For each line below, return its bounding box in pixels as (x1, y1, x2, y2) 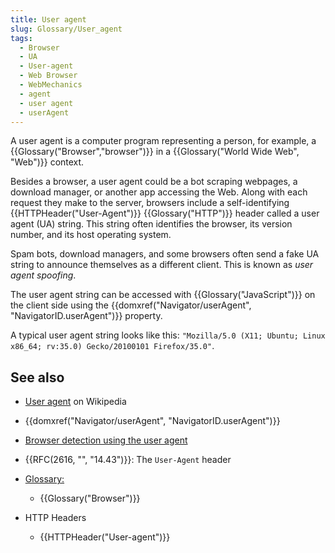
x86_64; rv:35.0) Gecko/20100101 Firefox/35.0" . (10, 340, 215, 352)
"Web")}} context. (10, 156, 85, 168)
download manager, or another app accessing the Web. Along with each (10, 186, 308, 198)
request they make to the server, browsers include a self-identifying (10, 197, 290, 209)
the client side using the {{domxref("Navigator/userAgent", (10, 299, 252, 311)
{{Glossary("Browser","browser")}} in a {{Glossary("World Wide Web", (10, 146, 300, 158)
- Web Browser (19, 71, 78, 81)
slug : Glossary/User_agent (10, 24, 123, 34)
